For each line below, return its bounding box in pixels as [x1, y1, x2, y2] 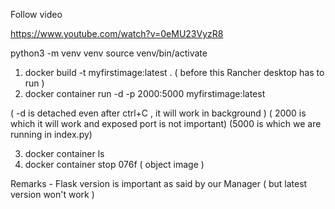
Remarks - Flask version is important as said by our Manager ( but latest [10, 178, 308, 189]
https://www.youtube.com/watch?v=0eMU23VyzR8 [10, 28, 224, 39]
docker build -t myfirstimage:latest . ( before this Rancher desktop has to [24, 67, 325, 78]
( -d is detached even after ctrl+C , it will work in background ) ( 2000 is [10, 107, 307, 119]
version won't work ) [10, 189, 95, 200]
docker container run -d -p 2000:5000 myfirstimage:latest [24, 88, 266, 99]
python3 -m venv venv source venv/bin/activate [10, 47, 208, 59]
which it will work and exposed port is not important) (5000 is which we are [10, 118, 322, 129]
